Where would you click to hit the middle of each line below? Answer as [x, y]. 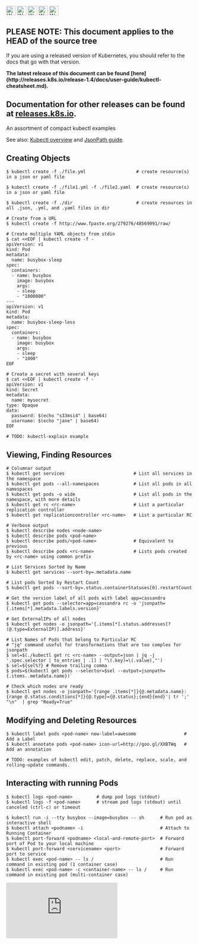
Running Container [29, 833]
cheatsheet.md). [27, 85]
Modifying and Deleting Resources [71, 720]
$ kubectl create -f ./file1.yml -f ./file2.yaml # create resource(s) [98, 187]
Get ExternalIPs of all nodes [49, 619]
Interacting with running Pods [62, 783]
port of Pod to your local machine [50, 843]
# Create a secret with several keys [53, 374]
